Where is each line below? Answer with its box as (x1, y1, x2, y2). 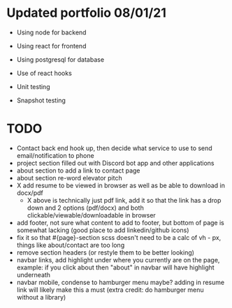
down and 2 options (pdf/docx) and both (27, 203, 144, 212)
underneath (16, 270, 50, 279)
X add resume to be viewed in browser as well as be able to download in (16, 181, 225, 189)
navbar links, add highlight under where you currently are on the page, (16, 255, 220, 264)
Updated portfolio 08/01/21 (6, 5, 167, 21)
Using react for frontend (16, 41, 87, 50)
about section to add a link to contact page (16, 166, 140, 175)
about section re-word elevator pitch (16, 173, 123, 182)
